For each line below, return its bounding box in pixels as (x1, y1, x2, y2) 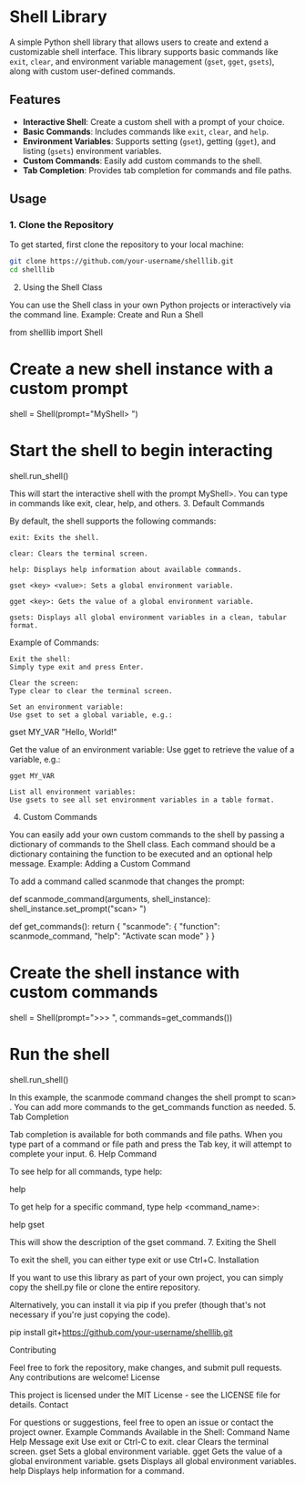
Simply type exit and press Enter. (9, 663, 145, 672)
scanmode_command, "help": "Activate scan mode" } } (9, 930, 216, 941)
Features (9, 92, 61, 108)
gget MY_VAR (9, 772, 55, 781)
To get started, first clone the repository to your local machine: (9, 239, 244, 250)
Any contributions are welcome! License (9, 1371, 161, 1383)
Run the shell (9, 1044, 110, 1064)
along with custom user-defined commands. (9, 66, 176, 77)
